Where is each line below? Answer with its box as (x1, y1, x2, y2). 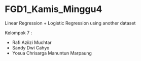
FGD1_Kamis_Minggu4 (5, 3, 102, 15)
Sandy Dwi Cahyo (12, 44, 50, 50)
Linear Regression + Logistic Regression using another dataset (5, 20, 136, 26)
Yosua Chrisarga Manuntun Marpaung (12, 50, 92, 56)
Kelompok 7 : (5, 29, 32, 35)
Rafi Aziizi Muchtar (12, 39, 52, 45)
